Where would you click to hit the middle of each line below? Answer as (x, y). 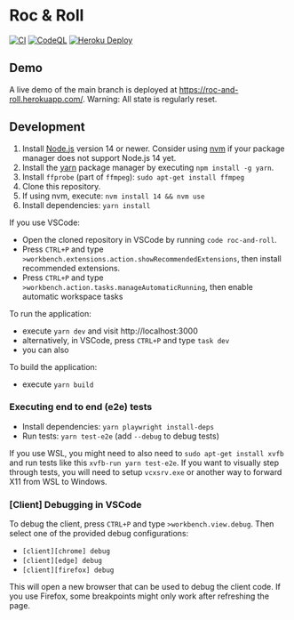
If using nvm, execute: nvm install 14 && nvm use (113, 196)
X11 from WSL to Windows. (59, 481)
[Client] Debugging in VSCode (75, 504)
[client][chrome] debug (66, 552)
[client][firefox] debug (68, 570)
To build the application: (53, 366)
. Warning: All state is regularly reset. (150, 99)
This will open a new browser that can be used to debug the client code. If (145, 587)
